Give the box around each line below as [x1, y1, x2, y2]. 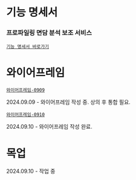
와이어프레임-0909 [6, 87, 45, 94]
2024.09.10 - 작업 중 [6, 167, 56, 175]
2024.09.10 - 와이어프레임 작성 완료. [6, 123, 92, 130]
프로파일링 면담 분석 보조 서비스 [6, 28, 92, 37]
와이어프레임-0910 [6, 112, 45, 118]
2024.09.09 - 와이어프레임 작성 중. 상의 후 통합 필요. [6, 98, 131, 106]
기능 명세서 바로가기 [6, 43, 50, 50]
